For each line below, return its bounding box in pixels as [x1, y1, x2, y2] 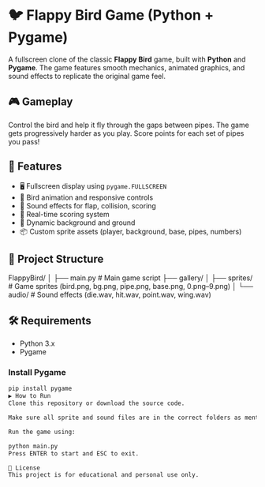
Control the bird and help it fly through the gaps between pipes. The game [8, 120, 250, 129]
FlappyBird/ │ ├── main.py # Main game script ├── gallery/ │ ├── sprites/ [8, 273, 253, 283]
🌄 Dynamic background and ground [19, 218, 136, 227]
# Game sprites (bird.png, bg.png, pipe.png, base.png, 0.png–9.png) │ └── [8, 282, 254, 291]
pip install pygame [8, 384, 73, 393]
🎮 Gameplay [8, 96, 73, 109]
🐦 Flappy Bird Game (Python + [8, 6, 215, 24]
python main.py [8, 442, 58, 450]
